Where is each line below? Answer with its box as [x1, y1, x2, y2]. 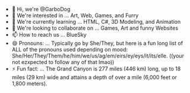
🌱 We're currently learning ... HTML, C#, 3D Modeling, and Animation [11, 18, 181, 25]
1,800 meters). [11, 80, 47, 87]
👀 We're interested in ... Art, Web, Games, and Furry [11, 12, 139, 19]
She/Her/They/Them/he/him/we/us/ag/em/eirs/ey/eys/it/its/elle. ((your [11, 52, 184, 59]
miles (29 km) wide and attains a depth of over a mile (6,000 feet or [11, 74, 177, 81]
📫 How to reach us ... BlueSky [11, 31, 87, 38]
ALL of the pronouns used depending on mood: [11, 46, 128, 53]
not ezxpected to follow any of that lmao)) [11, 59, 115, 65]
